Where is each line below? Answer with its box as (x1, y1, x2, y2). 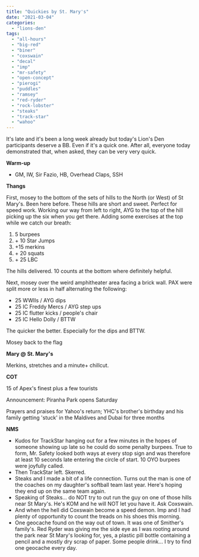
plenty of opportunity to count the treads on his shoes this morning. (14, 513, 181, 520)
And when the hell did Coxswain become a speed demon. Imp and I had (14, 507, 191, 514)
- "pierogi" (11, 81, 42, 87)
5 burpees (14, 231, 40, 238)
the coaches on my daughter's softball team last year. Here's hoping (14, 482, 182, 489)
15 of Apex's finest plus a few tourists (6, 385, 98, 392)
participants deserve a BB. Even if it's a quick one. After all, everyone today (6, 142, 191, 149)
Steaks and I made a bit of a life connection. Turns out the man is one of (14, 475, 191, 482)
